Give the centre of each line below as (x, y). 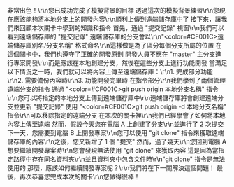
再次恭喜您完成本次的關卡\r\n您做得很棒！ (80, 176)
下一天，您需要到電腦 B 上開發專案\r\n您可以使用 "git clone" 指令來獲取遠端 (116, 133)
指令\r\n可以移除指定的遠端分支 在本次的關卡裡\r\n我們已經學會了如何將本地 (116, 115)
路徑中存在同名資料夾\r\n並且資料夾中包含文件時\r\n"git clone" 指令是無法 (119, 159)
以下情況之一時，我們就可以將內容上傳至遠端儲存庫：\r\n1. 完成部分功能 (110, 71)
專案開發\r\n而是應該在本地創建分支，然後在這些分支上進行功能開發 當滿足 (120, 63)
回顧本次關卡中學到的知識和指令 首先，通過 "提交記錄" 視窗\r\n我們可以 (122, 28)
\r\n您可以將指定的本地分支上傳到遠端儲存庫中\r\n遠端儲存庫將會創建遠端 (112, 98)
